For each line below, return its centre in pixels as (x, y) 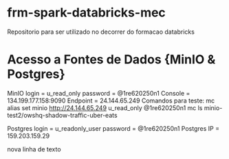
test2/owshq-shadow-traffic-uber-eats (63, 115)
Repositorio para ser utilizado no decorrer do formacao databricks (101, 32)
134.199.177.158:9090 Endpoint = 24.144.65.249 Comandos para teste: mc (111, 100)
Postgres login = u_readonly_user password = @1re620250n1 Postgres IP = (113, 128)
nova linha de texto (34, 149)
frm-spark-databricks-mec (87, 13)
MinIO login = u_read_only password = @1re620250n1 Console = (99, 93)
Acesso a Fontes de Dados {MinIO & (111, 60)
